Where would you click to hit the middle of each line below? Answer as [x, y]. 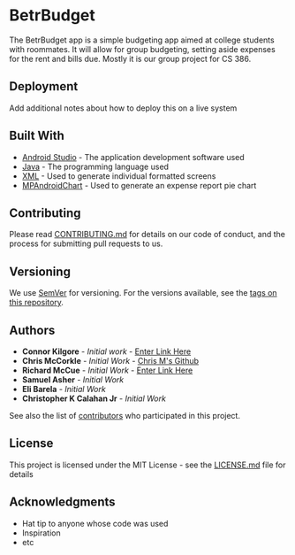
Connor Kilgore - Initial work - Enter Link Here [106, 351]
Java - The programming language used [95, 166]
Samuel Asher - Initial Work [73, 380]
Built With [37, 136]
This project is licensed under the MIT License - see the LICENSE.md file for [147, 465]
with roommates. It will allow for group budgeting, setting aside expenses [142, 49]
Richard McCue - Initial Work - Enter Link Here [107, 370]
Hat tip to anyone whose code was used [95, 523]
